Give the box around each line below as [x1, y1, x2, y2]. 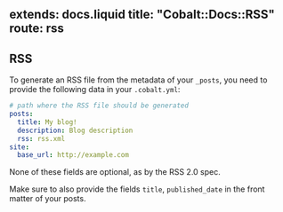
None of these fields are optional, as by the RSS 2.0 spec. [9, 167, 221, 177]
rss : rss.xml [17, 134, 66, 143]
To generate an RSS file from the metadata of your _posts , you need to [9, 75, 268, 85]
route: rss [9, 21, 65, 36]
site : [9, 142, 29, 152]
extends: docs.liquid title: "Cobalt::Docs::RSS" [9, 7, 276, 22]
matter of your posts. [9, 193, 86, 204]
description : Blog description [17, 126, 133, 135]
